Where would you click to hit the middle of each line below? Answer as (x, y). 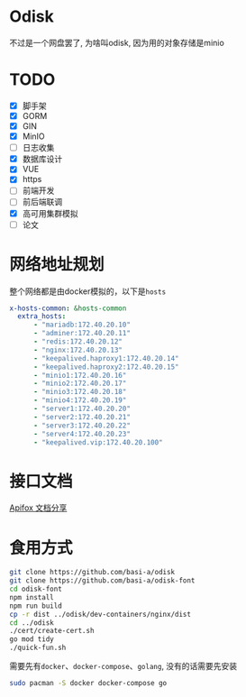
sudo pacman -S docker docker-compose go (88, 683)
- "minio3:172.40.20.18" (80, 392)
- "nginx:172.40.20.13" (78, 350)
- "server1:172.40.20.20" (82, 409)
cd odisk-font (36, 589)
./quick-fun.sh (38, 648)
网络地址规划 (57, 264)
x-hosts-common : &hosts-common (68, 308)
